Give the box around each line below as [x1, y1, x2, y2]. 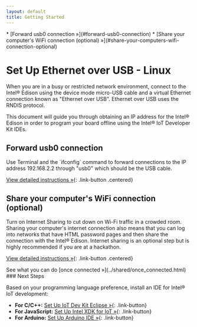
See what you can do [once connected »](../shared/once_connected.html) [6, 266, 186, 273]
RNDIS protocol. [6, 102, 45, 109]
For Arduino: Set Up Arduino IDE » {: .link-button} [14, 314, 134, 322]
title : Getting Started [6, 14, 65, 20]
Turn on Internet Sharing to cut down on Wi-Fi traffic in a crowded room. [6, 218, 182, 225]
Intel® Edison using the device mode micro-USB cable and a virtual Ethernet [6, 89, 191, 96]
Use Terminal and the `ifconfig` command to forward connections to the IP [6, 159, 187, 166]
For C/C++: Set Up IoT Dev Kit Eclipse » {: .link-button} [14, 302, 147, 309]
